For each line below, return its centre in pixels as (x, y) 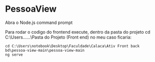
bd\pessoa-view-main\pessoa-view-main (45, 50)
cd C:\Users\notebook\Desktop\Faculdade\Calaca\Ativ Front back (72, 46)
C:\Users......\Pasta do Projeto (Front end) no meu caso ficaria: (68, 37)
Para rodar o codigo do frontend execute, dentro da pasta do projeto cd (78, 32)
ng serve (14, 55)
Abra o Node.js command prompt (39, 22)
